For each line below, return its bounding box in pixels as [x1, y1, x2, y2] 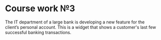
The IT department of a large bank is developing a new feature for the [5, 19, 145, 25]
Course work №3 [5, 3, 75, 14]
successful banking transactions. [5, 29, 72, 35]
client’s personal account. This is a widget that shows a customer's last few [5, 24, 157, 30]
